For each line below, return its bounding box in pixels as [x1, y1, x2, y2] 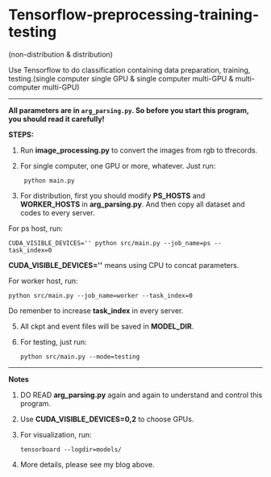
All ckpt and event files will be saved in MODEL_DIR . [19, 321, 194, 331]
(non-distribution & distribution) [8, 49, 113, 59]
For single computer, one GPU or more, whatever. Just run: [19, 161, 216, 170]
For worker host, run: [8, 276, 78, 286]
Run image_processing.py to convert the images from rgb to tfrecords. [19, 145, 258, 155]
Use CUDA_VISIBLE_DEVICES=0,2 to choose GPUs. [19, 414, 194, 424]
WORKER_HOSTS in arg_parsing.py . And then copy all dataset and [19, 199, 245, 209]
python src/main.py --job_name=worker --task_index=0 [8, 291, 194, 299]
